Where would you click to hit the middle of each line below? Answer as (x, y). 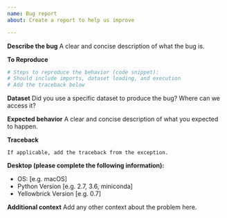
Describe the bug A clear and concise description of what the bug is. (106, 46)
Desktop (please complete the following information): (86, 166)
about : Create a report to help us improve (71, 20)
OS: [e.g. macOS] (42, 179)
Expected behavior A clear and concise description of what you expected (113, 119)
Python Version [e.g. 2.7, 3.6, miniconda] (75, 186)
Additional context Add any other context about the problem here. (102, 207)
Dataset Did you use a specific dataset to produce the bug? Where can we (113, 99)
